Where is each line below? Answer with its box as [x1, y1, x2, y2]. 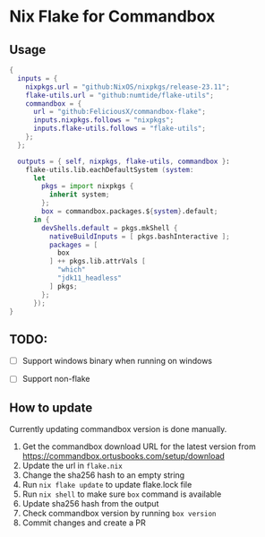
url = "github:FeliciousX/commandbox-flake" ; [32, 108, 206, 117]
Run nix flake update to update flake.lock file [21, 480, 192, 490]
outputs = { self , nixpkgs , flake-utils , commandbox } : [17, 157, 230, 166]
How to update [9, 400, 93, 415]
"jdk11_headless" [56, 273, 123, 282]
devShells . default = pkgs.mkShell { [41, 223, 178, 232]
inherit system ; [48, 190, 110, 199]
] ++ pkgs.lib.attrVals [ [48, 257, 146, 266]
